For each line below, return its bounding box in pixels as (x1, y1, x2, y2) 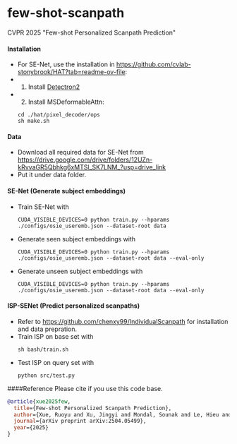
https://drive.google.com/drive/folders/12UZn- (17, 155, 153, 164)
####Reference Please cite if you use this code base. (7, 384, 164, 392)
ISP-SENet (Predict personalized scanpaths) (7, 301, 140, 310)
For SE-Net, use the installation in (17, 60, 115, 68)
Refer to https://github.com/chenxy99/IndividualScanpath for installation (17, 317, 229, 325)
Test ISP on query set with (17, 358, 95, 366)
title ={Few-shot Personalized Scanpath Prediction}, (13, 404, 172, 412)
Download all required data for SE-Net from (17, 148, 144, 157)
